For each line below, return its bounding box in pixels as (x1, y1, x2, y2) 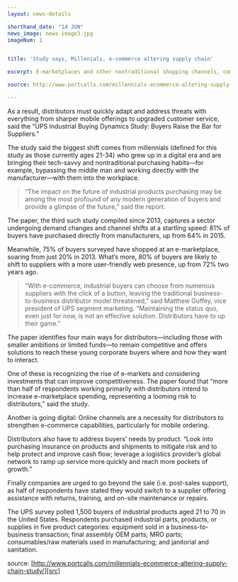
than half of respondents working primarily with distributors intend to (7, 384, 208, 393)
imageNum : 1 (7, 36, 42, 43)
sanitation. (7, 545, 38, 554)
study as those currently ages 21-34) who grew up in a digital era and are (7, 151, 222, 159)
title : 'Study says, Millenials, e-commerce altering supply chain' (7, 55, 214, 63)
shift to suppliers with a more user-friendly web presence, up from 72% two (7, 260, 229, 269)
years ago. (7, 267, 39, 276)
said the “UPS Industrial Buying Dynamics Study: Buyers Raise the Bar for (7, 122, 222, 130)
